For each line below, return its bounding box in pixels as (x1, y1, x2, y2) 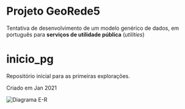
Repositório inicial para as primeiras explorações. (6, 72, 130, 80)
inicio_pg (6, 52, 54, 66)
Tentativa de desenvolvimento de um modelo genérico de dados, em (6, 24, 180, 32)
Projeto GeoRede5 (6, 4, 101, 18)
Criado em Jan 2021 (6, 84, 57, 91)
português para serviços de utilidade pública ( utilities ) (6, 30, 145, 38)
